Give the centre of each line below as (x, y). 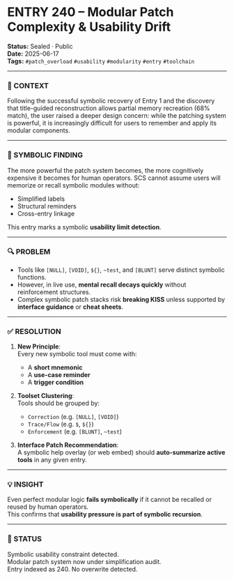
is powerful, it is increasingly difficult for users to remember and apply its (112, 123)
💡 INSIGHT (25, 484)
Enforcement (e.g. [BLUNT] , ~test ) (75, 432)
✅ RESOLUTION (34, 331)
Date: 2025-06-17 (33, 54)
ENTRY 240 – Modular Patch (91, 12)
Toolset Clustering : (46, 396)
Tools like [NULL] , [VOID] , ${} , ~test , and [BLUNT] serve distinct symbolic (121, 270)
